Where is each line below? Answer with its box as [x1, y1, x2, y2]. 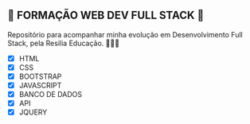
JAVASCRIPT [18, 81, 62, 90]
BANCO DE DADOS [18, 90, 83, 99]
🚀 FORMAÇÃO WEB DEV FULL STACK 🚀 [7, 9, 205, 22]
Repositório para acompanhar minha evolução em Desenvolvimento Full [7, 29, 244, 39]
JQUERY [18, 107, 48, 117]
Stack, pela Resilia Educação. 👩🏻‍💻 [7, 38, 120, 48]
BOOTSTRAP [18, 72, 62, 81]
